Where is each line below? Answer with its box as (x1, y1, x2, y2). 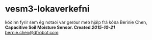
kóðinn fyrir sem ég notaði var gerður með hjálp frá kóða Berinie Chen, (5, 19, 148, 25)
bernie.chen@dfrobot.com (5, 29, 59, 35)
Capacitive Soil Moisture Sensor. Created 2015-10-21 (5, 24, 115, 30)
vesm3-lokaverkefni (5, 3, 90, 14)
